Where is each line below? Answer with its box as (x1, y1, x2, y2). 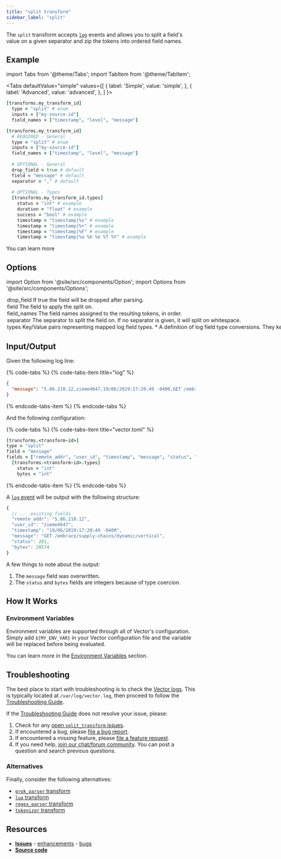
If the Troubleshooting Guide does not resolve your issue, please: (6, 710, 168, 717)
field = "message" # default (11, 173, 85, 179)
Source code (14, 846, 48, 854)
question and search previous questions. (14, 747, 116, 754)
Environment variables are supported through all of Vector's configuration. (6, 628, 190, 635)
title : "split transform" (6, 8, 71, 15)
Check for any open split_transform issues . (14, 722, 125, 729)
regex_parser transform (14, 800, 73, 807)
